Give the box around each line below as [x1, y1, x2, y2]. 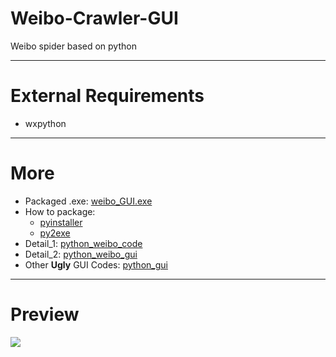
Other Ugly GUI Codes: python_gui [24, 258, 168, 271]
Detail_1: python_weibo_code [24, 237, 143, 249]
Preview [10, 303, 80, 326]
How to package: [24, 205, 96, 217]
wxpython [24, 117, 67, 129]
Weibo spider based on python [10, 40, 137, 52]
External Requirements [10, 85, 205, 107]
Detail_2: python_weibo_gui [24, 248, 138, 260]
